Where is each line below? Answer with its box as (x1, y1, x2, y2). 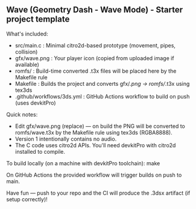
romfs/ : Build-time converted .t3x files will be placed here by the (14, 67, 177, 74)
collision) (14, 48, 38, 55)
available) (14, 61, 39, 68)
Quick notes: (6, 111, 38, 118)
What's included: (6, 30, 48, 37)
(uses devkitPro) (14, 99, 56, 106)
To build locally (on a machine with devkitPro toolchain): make (6, 159, 160, 167)
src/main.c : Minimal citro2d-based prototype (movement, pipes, (14, 41, 176, 49)
